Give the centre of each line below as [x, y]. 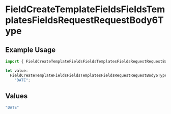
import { [15, 62]
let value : [17, 70]
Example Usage [31, 50]
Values [17, 96]
